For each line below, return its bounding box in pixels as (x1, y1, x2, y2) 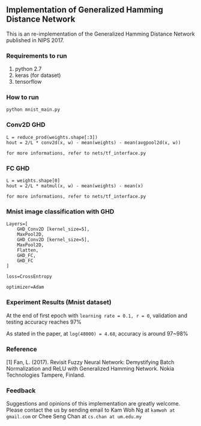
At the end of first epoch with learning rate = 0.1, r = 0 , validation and (6, 312, 188, 319)
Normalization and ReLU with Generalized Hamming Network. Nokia (6, 365, 175, 372)
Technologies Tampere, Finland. (6, 371, 86, 378)
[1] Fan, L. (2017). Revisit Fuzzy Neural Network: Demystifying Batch (6, 358, 175, 366)
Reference (6, 345, 37, 353)
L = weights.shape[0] (6, 177, 61, 184)
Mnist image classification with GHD (6, 207, 115, 215)
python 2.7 (14, 66, 42, 73)
